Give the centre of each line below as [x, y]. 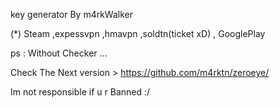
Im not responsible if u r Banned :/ [80, 92]
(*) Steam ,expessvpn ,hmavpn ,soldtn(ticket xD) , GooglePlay [138, 33]
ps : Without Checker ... [59, 53]
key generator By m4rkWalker [72, 14]
